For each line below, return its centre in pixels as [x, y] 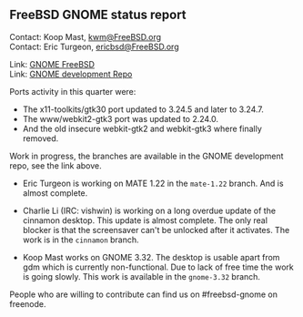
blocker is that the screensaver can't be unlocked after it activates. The [156, 230]
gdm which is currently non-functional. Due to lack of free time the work [158, 267]
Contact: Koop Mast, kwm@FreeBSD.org [86, 36]
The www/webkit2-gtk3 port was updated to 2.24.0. [121, 118]
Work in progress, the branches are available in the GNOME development [146, 156]
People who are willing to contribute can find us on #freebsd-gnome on [144, 294]
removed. [40, 138]
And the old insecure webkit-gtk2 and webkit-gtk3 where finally [142, 128]
